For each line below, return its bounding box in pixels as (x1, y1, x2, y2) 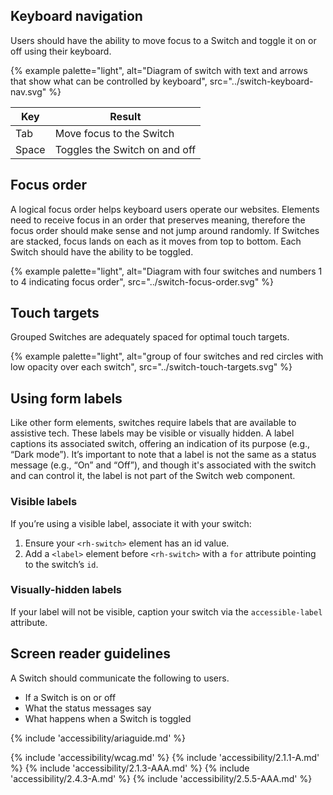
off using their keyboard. (10, 45, 112, 57)
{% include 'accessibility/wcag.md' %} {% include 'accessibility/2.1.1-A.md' (10, 751, 320, 763)
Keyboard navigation (10, 8, 143, 25)
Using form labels (10, 390, 123, 407)
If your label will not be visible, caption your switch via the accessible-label (10, 605, 323, 618)
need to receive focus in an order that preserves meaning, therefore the (10, 214, 306, 226)
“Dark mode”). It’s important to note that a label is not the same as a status (10, 449, 317, 461)
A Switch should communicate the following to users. (10, 672, 230, 684)
